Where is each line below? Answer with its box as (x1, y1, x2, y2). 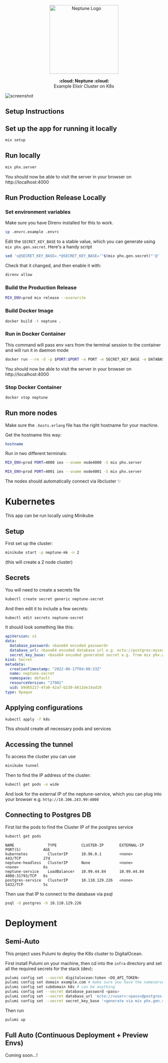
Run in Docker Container (5, 330, 66, 337)
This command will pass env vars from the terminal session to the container (5, 341, 161, 347)
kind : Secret (5, 657, 32, 662)
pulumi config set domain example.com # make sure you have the (5, 980, 142, 985)
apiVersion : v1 (5, 634, 37, 639)
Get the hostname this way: (5, 431, 61, 437)
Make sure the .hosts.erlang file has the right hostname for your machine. (5, 422, 159, 428)
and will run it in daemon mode (5, 347, 69, 353)
